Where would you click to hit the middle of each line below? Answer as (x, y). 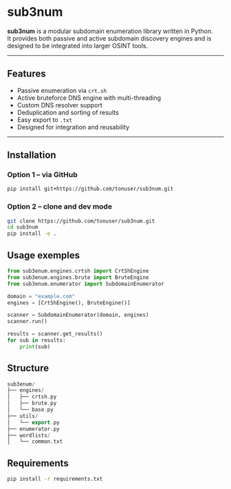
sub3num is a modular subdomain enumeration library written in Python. (110, 31)
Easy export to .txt (45, 119)
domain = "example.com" (41, 296)
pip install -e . (32, 234)
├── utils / (23, 416)
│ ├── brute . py (32, 404)
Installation (32, 155)
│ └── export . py (33, 422)
